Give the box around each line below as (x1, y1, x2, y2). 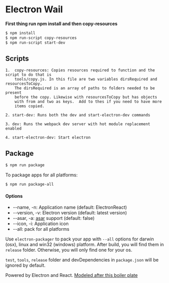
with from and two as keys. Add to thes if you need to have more (14, 99, 162, 105)
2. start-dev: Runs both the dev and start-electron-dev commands (5, 113, 151, 118)
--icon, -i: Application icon (12, 220, 69, 227)
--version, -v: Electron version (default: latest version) (12, 210, 127, 216)
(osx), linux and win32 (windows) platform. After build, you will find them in (5, 241, 164, 248)
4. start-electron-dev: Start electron (5, 135, 91, 140)
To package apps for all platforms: (5, 172, 78, 178)
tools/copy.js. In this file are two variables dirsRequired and (14, 77, 158, 82)
